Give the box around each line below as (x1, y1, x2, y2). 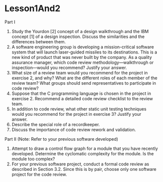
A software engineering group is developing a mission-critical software (11, 44, 154, 50)
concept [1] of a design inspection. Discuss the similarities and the (11, 34, 145, 39)
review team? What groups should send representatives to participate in (11, 80, 156, 86)
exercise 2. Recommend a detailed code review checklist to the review (11, 95, 153, 101)
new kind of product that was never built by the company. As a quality (11, 54, 152, 60)
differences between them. (11, 38, 66, 44)
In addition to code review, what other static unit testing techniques (11, 106, 146, 112)
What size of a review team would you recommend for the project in (11, 70, 148, 75)
